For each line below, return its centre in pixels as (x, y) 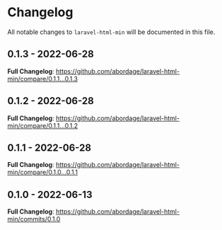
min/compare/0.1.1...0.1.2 (43, 125)
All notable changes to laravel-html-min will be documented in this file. (111, 32)
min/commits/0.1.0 (34, 219)
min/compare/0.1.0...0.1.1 (42, 172)
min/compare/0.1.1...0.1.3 (42, 79)
